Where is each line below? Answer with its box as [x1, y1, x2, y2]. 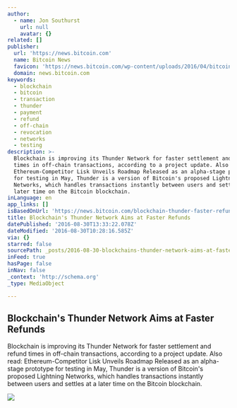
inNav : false [7, 267, 46, 274]
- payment [13, 109, 42, 116]
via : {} [7, 234, 30, 241]
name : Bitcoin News [13, 57, 71, 64]
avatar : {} [20, 30, 52, 37]
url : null [20, 23, 49, 30]
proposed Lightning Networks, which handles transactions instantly [7, 372, 204, 380]
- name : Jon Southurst [13, 17, 80, 24]
